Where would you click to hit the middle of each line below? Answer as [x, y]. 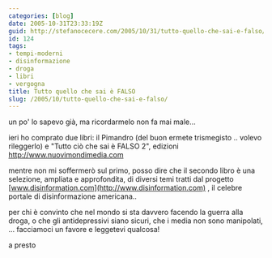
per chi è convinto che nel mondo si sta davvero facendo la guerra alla [126, 213]
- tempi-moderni [36, 54]
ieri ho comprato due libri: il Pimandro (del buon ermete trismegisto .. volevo [135, 138]
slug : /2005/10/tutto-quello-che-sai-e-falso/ [88, 99]
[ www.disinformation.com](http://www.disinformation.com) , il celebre [125, 188]
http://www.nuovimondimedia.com [66, 155]
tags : [17, 46]
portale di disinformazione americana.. [73, 196]
